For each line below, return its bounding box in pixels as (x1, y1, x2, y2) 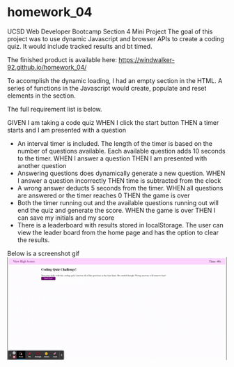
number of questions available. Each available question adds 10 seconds (17, 147, 226, 155)
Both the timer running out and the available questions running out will (17, 198, 219, 207)
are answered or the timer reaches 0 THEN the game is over (17, 191, 190, 200)
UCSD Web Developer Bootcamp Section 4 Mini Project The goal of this (7, 27, 213, 36)
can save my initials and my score (17, 214, 115, 222)
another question (17, 161, 67, 170)
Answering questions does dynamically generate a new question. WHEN (17, 169, 226, 177)
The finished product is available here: (7, 55, 117, 63)
